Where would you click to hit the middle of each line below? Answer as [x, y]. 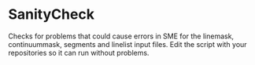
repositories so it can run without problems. [79, 52]
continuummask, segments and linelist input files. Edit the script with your [128, 44]
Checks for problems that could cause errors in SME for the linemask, [121, 36]
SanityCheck [51, 14]
